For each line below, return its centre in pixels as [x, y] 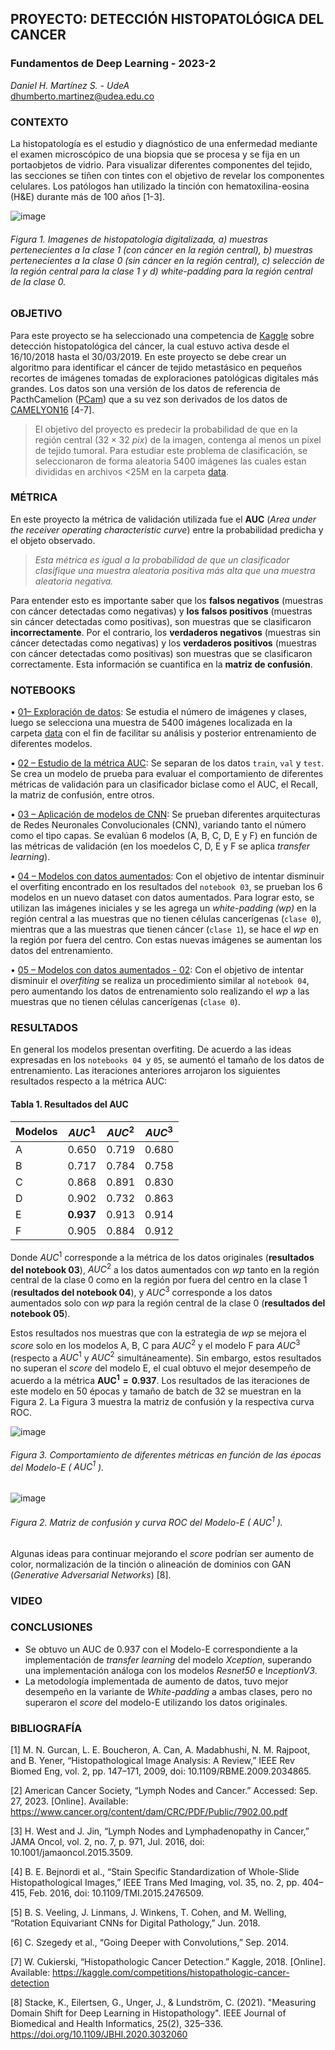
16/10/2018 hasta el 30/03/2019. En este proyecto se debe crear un [148, 356]
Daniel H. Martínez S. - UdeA [70, 85]
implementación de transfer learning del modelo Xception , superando [168, 1659]
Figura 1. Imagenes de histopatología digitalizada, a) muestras [139, 239]
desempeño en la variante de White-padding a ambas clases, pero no [168, 1691]
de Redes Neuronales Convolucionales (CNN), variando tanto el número [158, 825]
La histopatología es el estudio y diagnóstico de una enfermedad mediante [164, 143]
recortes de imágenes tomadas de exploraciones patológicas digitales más [164, 378]
